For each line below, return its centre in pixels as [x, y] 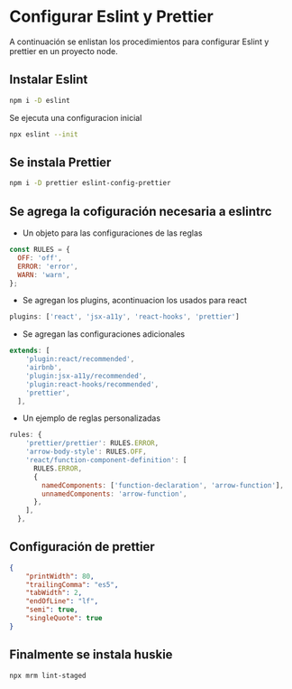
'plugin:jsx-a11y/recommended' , [86, 376]
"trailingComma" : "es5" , [72, 584]
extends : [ [30, 351]
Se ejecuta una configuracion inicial [76, 117]
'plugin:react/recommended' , [80, 359]
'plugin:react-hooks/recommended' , [92, 384]
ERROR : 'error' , [48, 266]
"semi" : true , [52, 610]
